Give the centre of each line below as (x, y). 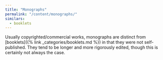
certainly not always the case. (35, 53)
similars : (15, 19)
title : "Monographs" (26, 10)
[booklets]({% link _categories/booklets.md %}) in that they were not (74, 42)
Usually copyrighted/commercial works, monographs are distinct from (76, 37)
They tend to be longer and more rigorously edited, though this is (92, 47)
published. (16, 47)
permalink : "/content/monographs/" (41, 14)
